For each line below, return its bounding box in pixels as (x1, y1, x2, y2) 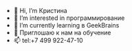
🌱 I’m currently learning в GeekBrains (13, 21, 120, 29)
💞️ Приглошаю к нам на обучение (13, 28, 111, 37)
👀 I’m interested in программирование (13, 14, 125, 22)
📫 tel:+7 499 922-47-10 (13, 37, 84, 44)
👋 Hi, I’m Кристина (13, 7, 67, 14)
